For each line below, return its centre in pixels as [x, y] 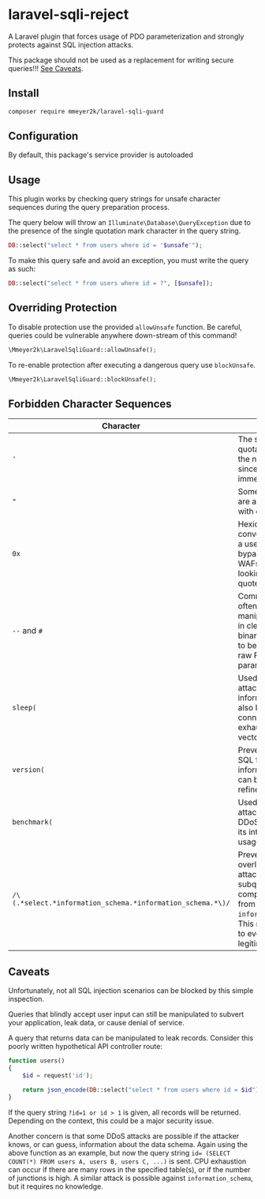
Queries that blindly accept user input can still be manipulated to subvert [126, 1014]
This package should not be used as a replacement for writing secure [121, 60]
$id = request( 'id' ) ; [58, 1075]
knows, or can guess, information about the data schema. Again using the [128, 1144]
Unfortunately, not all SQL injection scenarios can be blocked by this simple [131, 991]
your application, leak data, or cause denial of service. [96, 1023]
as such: [22, 269]
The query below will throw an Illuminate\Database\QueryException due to [129, 223]
